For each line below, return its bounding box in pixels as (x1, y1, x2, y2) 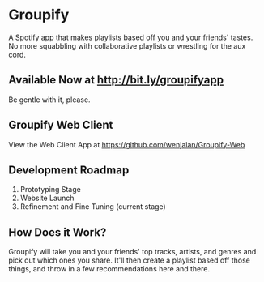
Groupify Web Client (8, 118, 113, 132)
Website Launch (19, 193, 75, 203)
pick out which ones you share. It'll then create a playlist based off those (8, 255, 251, 265)
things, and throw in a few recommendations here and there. (8, 264, 211, 274)
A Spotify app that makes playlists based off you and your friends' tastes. (8, 32, 253, 42)
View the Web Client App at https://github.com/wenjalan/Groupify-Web (8, 139, 245, 149)
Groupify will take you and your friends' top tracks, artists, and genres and (8, 247, 257, 257)
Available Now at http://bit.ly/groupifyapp (8, 73, 224, 87)
